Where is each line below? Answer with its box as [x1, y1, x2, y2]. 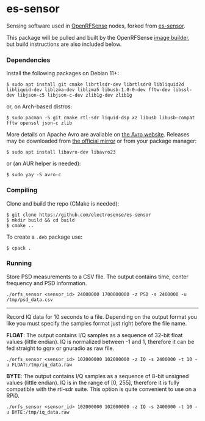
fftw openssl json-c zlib [6, 120, 72, 127]
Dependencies [6, 56, 51, 64]
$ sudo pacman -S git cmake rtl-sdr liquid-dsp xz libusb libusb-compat [6, 115, 195, 121]
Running [6, 259, 32, 267]
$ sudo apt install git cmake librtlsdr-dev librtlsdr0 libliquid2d [6, 81, 184, 88]
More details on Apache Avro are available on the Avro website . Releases [6, 131, 190, 138]
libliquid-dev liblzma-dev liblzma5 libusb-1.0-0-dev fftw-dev [6, 87, 171, 93]
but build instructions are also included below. [6, 40, 122, 48]
